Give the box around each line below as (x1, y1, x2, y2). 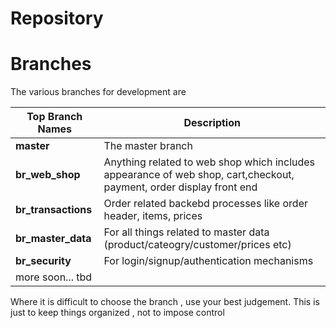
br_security (15, 254, 72, 268)
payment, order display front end (103, 180, 258, 194)
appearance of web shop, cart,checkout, (103, 168, 295, 182)
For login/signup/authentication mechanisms (103, 254, 314, 268)
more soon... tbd (15, 270, 93, 284)
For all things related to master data (103, 225, 270, 239)
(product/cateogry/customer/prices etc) (103, 238, 292, 252)
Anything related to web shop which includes (103, 155, 316, 169)
